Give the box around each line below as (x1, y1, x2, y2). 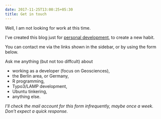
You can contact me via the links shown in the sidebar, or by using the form (5, 44, 157, 50)
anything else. (12, 93, 40, 100)
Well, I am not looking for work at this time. (5, 25, 91, 31)
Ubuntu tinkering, (12, 88, 47, 94)
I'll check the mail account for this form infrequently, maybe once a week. (5, 103, 154, 109)
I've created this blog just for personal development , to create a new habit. (5, 34, 155, 40)
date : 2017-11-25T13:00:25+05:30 (5, 7, 73, 12)
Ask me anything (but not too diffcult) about (5, 58, 93, 64)
